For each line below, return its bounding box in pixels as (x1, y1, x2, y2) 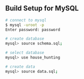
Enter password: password (5, 27, 60, 32)
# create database (5, 36, 44, 41)
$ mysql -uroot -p (5, 22, 44, 28)
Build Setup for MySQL (5, 4, 79, 13)
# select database (5, 50, 44, 56)
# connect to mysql (5, 17, 47, 22)
